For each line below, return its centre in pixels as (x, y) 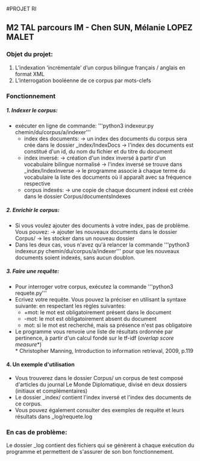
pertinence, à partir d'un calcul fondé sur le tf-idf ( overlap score (94, 338)
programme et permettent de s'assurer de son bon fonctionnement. (90, 452)
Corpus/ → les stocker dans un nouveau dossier (75, 238)
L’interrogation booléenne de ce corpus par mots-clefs (83, 80)
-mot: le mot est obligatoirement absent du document (90, 318)
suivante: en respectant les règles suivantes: (70, 306)
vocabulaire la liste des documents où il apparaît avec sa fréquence (108, 177)
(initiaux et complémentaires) (51, 391)
